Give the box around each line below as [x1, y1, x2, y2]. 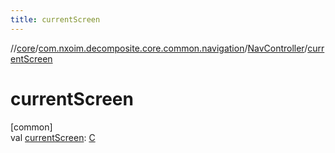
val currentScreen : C [10, 131, 96, 143]
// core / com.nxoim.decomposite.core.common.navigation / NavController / [10, 42, 308, 54]
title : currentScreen [10, 14, 101, 25]
